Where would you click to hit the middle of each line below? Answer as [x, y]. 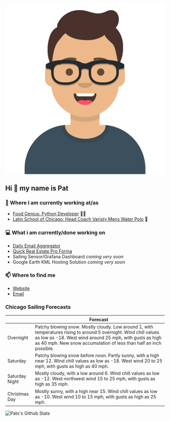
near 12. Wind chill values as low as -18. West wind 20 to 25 [99, 361]
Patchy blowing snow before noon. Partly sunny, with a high [97, 355]
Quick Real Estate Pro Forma [42, 251]
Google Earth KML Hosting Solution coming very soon [69, 262]
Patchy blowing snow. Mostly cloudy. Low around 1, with [94, 326]
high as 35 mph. [52, 384]
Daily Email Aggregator [36, 246]
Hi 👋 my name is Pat [37, 188]
